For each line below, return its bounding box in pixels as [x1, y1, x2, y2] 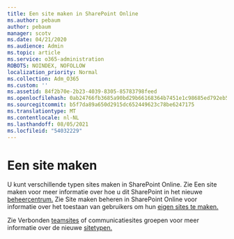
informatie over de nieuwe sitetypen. [7, 224, 113, 232]
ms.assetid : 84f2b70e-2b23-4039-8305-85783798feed [7, 88, 157, 95]
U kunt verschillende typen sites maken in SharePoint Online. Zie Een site [7, 180, 217, 189]
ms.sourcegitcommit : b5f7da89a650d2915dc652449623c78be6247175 [7, 101, 195, 108]
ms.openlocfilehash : [7, 95, 68, 102]
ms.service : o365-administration [7, 56, 104, 63]
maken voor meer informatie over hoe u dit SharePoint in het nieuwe [7, 188, 203, 196]
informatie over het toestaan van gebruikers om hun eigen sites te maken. [7, 203, 219, 211]
